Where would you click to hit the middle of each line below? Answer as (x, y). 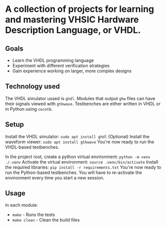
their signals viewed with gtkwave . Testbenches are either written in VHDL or (83, 104)
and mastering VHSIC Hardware (72, 20)
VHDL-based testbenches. (32, 147)
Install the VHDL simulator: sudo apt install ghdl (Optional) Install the (77, 136)
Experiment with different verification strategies (61, 66)
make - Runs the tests (34, 215)
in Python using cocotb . (29, 109)
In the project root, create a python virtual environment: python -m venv (78, 157)
